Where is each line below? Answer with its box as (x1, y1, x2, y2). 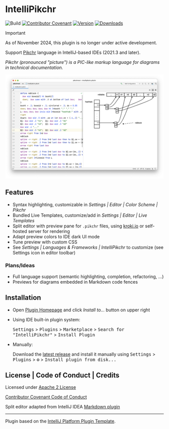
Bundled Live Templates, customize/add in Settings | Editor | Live (12, 212, 147, 218)
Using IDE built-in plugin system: (12, 316, 80, 322)
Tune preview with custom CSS (12, 239, 78, 245)
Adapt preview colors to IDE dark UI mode (12, 233, 100, 239)
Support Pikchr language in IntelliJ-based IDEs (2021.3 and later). (5, 49, 141, 55)
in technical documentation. (5, 64, 63, 70)
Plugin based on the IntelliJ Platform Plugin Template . (5, 418, 116, 424)
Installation (5, 293, 41, 302)
